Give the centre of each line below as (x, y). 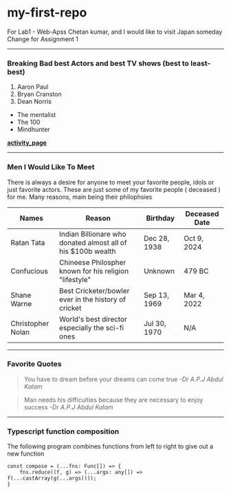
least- (200, 63)
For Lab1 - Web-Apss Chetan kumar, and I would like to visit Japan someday (115, 32)
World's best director (93, 319)
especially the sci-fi (92, 327)
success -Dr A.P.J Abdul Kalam (68, 407)
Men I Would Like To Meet (51, 167)
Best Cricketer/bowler (95, 290)
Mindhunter (33, 129)
